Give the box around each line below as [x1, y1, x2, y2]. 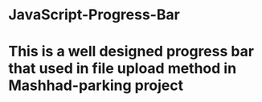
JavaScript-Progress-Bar [8, 6, 181, 24]
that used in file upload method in [8, 59, 237, 78]
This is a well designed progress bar [8, 43, 255, 61]
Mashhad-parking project [8, 76, 184, 95]
